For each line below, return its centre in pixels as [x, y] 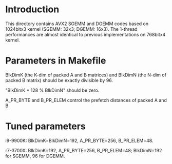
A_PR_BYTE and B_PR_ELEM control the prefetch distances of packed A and [86, 100]
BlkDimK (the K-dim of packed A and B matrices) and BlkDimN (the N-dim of [86, 75]
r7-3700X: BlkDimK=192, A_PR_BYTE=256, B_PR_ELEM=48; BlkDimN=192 [84, 150]
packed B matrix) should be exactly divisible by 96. [59, 80]
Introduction [32, 9]
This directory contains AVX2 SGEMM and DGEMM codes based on [77, 24]
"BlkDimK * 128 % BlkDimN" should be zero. [52, 90]
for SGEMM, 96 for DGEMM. [35, 156]
